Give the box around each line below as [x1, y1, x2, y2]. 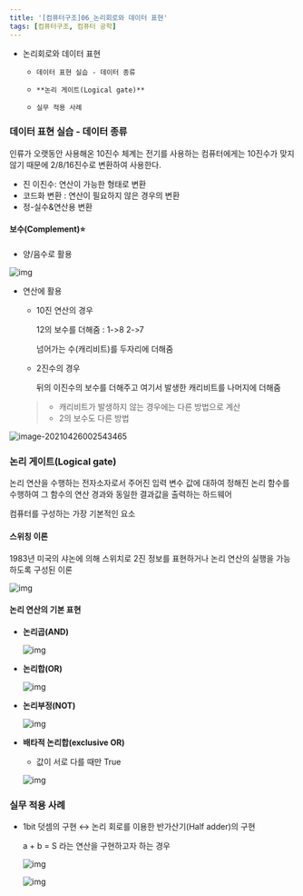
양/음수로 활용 [22, 249, 73, 259]
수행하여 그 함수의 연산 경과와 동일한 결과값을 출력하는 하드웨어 [9, 489, 233, 500]
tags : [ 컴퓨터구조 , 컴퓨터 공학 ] [9, 22, 117, 31]
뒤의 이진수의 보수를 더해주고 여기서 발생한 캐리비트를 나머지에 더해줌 [35, 383, 281, 393]
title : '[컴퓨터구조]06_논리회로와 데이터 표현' [9, 13, 168, 23]
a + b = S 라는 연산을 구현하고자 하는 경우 [22, 841, 171, 851]
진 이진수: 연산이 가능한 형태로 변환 [22, 178, 147, 189]
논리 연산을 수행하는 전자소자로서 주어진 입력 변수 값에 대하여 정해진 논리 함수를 [9, 478, 290, 489]
